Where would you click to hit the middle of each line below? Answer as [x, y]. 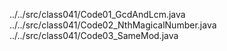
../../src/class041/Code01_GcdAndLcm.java [97, 14]
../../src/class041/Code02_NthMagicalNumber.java [113, 25]
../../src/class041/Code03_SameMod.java [94, 35]
